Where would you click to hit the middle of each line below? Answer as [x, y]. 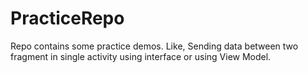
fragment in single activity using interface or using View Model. [141, 56]
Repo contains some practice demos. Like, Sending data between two [154, 46]
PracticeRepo [67, 18]
